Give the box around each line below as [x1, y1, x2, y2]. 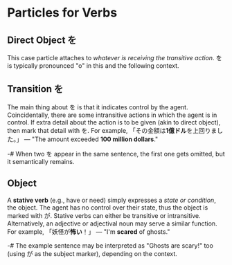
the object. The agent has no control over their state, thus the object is [7, 203, 208, 212]
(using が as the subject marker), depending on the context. [7, 249, 178, 257]
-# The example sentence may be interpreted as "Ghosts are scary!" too [7, 241, 213, 250]
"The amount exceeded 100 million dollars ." [31, 135, 159, 143]
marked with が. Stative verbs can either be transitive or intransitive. [7, 211, 201, 219]
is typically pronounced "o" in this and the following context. [7, 62, 179, 70]
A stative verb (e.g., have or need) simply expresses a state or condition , [7, 196, 216, 204]
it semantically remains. [7, 157, 75, 165]
